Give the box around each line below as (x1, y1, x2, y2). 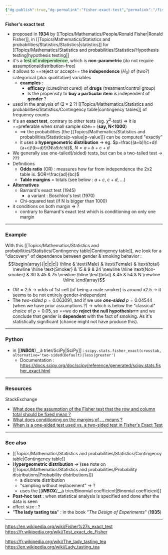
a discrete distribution (19, 477, 65, 483)
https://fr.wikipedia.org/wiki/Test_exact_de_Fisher (5, 529, 107, 535)
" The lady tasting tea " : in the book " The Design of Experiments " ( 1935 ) (12, 509, 161, 515)
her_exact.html (19, 367, 51, 374)
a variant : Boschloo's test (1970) (27, 193, 95, 199)
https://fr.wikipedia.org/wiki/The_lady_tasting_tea (5, 538, 106, 544)
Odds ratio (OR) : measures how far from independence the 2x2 (19, 166, 152, 172)
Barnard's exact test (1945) (19, 188, 76, 194)
